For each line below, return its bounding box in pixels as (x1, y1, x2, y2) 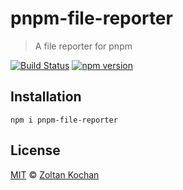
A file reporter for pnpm (34, 40, 133, 52)
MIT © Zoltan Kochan (10, 168, 100, 181)
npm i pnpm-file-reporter (10, 115, 118, 125)
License (10, 142, 61, 159)
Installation (10, 88, 82, 106)
